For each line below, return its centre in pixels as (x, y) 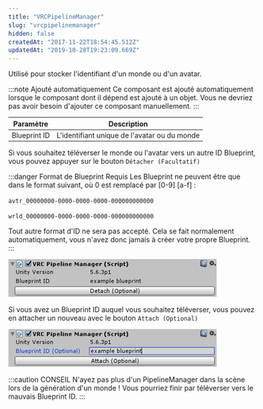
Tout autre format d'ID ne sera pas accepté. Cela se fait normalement (121, 231)
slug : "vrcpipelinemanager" (55, 25)
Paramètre (31, 124)
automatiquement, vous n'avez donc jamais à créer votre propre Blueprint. (130, 240)
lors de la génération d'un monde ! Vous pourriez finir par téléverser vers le (131, 388)
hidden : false (32, 33)
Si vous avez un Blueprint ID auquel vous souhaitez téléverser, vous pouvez (131, 310)
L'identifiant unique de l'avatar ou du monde (128, 135)
